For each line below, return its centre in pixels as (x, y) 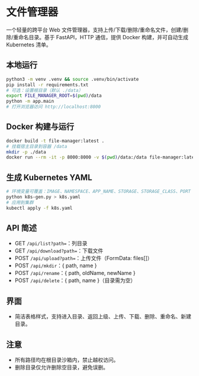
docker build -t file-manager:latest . (55, 141)
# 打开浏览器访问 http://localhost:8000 (54, 107)
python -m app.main (30, 102)
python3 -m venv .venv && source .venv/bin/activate (73, 79)
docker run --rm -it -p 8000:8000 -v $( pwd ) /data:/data (76, 157)
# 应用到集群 (20, 203)
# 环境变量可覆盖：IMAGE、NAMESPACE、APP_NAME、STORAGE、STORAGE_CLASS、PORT (99, 192)
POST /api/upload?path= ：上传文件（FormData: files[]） (84, 258)
